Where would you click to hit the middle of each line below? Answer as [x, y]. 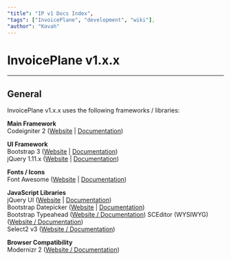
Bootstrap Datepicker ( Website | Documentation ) [76, 207]
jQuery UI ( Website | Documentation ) [59, 200]
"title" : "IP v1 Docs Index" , [51, 13]
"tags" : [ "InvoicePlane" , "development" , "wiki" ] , [81, 20]
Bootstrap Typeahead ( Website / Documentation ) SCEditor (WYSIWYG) [108, 215]
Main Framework [32, 123]
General [25, 94]
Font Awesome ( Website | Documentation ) [67, 180]
